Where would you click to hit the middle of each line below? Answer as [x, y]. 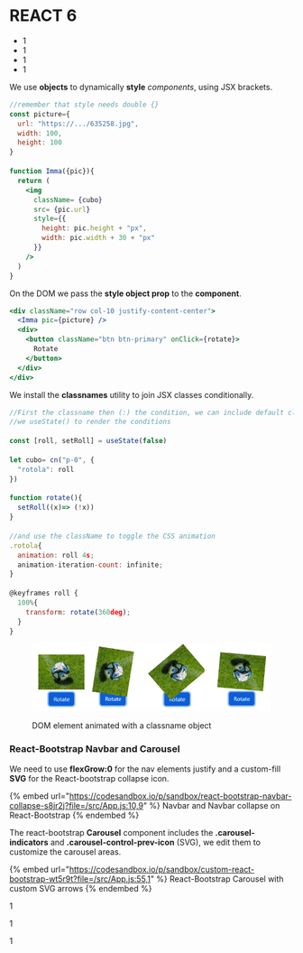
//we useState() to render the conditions [90, 422]
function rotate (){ [46, 498]
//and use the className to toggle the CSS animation [113, 536]
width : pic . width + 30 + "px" [98, 238]
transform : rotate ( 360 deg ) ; [78, 612]
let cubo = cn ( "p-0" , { [52, 460]
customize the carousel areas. [65, 851]
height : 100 [40, 143]
